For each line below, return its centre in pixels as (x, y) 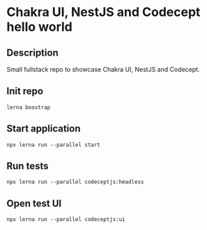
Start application (44, 129)
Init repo (25, 91)
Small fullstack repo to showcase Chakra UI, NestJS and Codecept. (103, 69)
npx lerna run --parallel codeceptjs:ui (66, 220)
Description (32, 53)
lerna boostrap (29, 107)
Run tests (28, 166)
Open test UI (34, 203)
